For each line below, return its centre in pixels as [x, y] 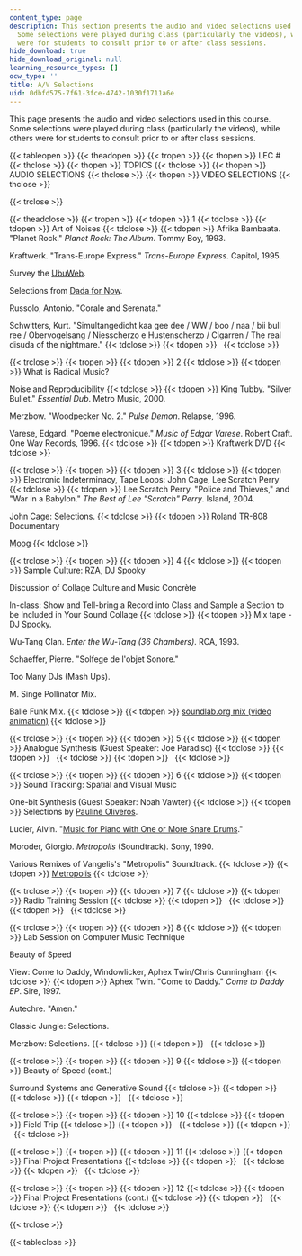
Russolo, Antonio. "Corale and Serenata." [85, 308]
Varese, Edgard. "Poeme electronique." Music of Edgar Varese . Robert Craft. [151, 433]
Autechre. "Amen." [44, 1008]
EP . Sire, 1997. [35, 990]
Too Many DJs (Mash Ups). [60, 676]
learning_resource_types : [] [64, 68]
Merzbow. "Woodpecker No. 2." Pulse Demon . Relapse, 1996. [123, 416]
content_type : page [46, 18]
